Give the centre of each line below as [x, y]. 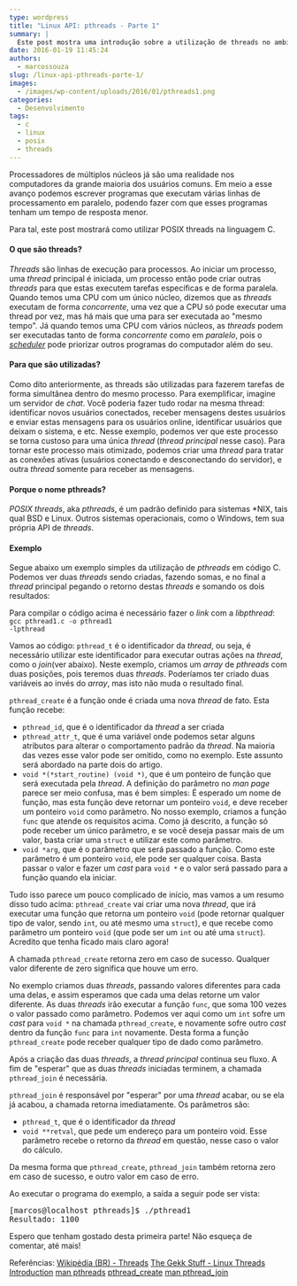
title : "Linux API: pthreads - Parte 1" [85, 26]
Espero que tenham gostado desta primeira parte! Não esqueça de [131, 1236]
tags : [19, 116]
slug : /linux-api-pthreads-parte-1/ [76, 75]
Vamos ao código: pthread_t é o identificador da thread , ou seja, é [130, 646]
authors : [25, 58]
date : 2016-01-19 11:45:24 [59, 50]
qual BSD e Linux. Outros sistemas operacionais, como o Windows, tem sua [147, 518]
